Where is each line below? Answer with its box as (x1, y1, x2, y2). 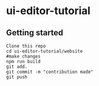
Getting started (6, 28, 64, 38)
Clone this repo (6, 43, 46, 49)
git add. (6, 64, 28, 70)
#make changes (6, 54, 41, 59)
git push (6, 74, 28, 80)
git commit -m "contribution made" (6, 69, 94, 75)
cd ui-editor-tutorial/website (6, 48, 83, 54)
